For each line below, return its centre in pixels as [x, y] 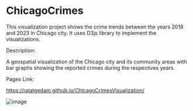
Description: [21, 50]
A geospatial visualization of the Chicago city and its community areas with [96, 62]
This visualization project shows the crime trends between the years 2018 [95, 27]
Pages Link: [20, 79]
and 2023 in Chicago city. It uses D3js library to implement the [81, 33]
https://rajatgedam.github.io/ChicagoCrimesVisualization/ [75, 90]
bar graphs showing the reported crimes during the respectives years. [91, 67]
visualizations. [23, 39]
